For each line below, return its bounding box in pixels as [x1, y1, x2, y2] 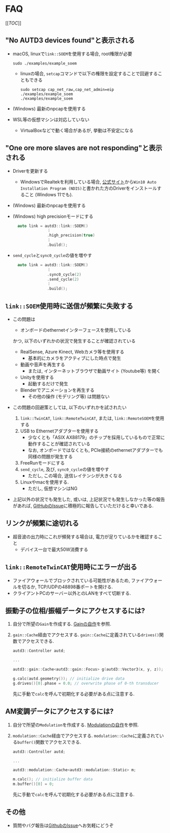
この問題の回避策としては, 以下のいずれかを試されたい [12, 404, 127, 410]
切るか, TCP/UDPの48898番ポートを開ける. [21, 584, 113, 590]
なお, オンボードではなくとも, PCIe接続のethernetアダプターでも [27, 447, 163, 453]
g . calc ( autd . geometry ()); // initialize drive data [12, 676, 125, 681]
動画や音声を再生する [20, 361, 65, 367]
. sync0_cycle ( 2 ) [47, 272, 81, 277]
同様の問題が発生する [27, 453, 73, 459]
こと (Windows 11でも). [24, 191, 73, 197]
